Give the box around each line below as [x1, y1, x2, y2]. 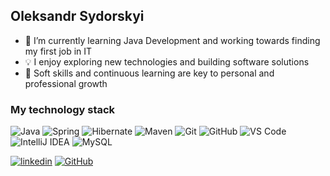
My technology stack [10, 102, 116, 116]
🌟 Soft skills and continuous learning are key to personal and [24, 67, 275, 79]
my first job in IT [24, 45, 93, 57]
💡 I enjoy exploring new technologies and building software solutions [24, 55, 310, 68]
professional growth [24, 77, 108, 89]
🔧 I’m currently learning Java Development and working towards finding [24, 34, 321, 46]
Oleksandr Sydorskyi [10, 8, 145, 25]
